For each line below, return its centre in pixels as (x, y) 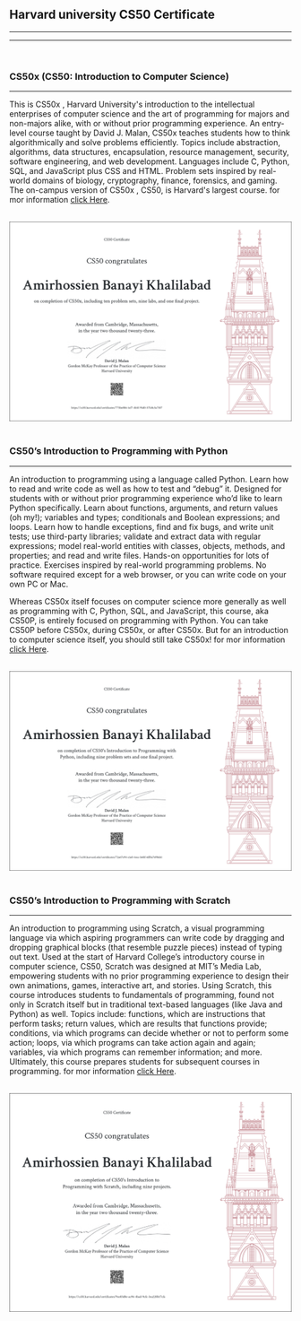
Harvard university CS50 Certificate (112, 15)
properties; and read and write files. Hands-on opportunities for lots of (139, 555)
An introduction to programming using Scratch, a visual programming (137, 928)
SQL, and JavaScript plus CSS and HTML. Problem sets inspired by (133, 171)
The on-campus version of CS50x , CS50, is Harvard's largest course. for (145, 190)
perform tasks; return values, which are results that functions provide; (138, 1024)
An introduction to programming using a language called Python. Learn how (149, 479)
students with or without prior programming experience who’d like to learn (146, 498)
